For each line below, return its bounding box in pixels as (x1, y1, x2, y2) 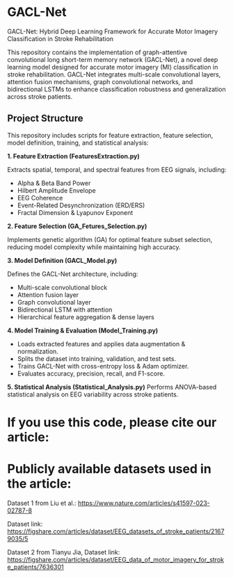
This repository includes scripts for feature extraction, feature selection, (7, 131, 214, 139)
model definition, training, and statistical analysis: (7, 138, 149, 147)
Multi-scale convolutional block (17, 283, 108, 291)
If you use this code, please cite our (7, 415, 217, 430)
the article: (7, 476, 72, 492)
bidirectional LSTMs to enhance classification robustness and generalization (7, 85, 226, 93)
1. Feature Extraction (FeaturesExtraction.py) (7, 152, 140, 160)
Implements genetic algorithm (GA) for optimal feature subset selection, (7, 235, 213, 243)
